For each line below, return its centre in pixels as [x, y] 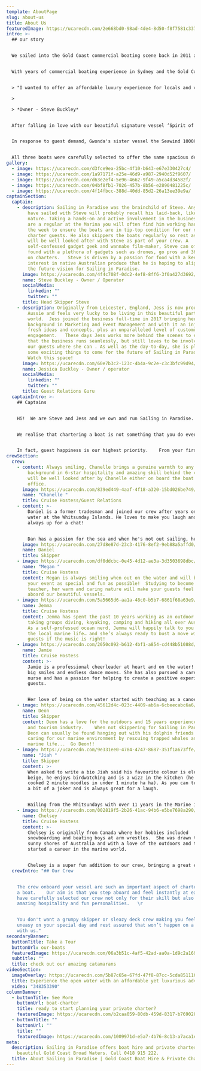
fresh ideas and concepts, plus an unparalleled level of [101, 330]
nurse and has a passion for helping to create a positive [103, 678]
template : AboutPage [32, 12]
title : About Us [26, 23]
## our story [28, 40]
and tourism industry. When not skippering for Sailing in [107, 727]
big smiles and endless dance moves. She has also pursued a [106, 672]
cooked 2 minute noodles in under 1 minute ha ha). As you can [108, 783]
